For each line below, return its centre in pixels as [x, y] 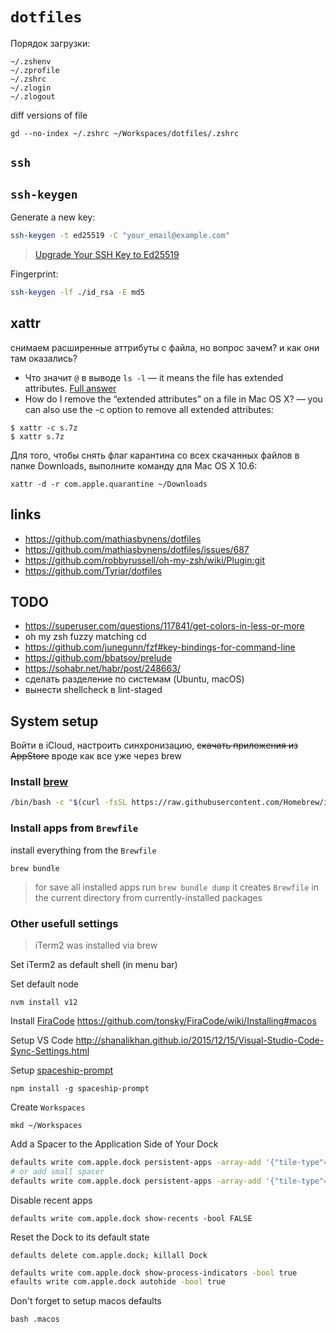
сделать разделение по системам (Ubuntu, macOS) [134, 679]
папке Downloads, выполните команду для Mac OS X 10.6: [134, 465]
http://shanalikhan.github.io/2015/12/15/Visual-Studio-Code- [200, 1040]
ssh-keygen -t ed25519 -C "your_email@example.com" [120, 236]
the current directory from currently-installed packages [148, 897]
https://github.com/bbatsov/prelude [98, 658]
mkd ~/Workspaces [46, 1125]
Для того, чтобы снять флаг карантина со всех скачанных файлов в [155, 455]
